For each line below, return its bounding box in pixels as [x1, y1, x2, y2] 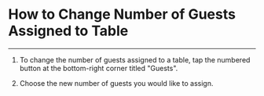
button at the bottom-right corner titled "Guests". [19, 63, 178, 73]
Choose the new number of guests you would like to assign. [19, 78, 214, 87]
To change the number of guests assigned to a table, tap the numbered [19, 55, 251, 64]
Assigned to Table [8, 22, 129, 40]
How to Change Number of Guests [8, 5, 236, 23]
